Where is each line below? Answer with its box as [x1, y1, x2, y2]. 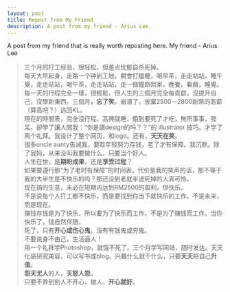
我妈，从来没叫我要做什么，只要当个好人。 [30, 149, 151, 157]
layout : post [7, 10, 45, 17]
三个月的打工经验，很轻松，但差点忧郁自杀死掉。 [23, 63, 163, 71]
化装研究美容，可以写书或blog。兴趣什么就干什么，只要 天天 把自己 [23, 252, 211, 260]
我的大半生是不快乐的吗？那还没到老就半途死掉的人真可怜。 [23, 175, 193, 183]
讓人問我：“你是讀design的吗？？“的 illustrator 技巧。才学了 [54, 123, 223, 131]
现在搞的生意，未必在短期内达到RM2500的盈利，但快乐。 [23, 183, 187, 192]
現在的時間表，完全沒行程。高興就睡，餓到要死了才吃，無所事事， [23, 115, 211, 123]
